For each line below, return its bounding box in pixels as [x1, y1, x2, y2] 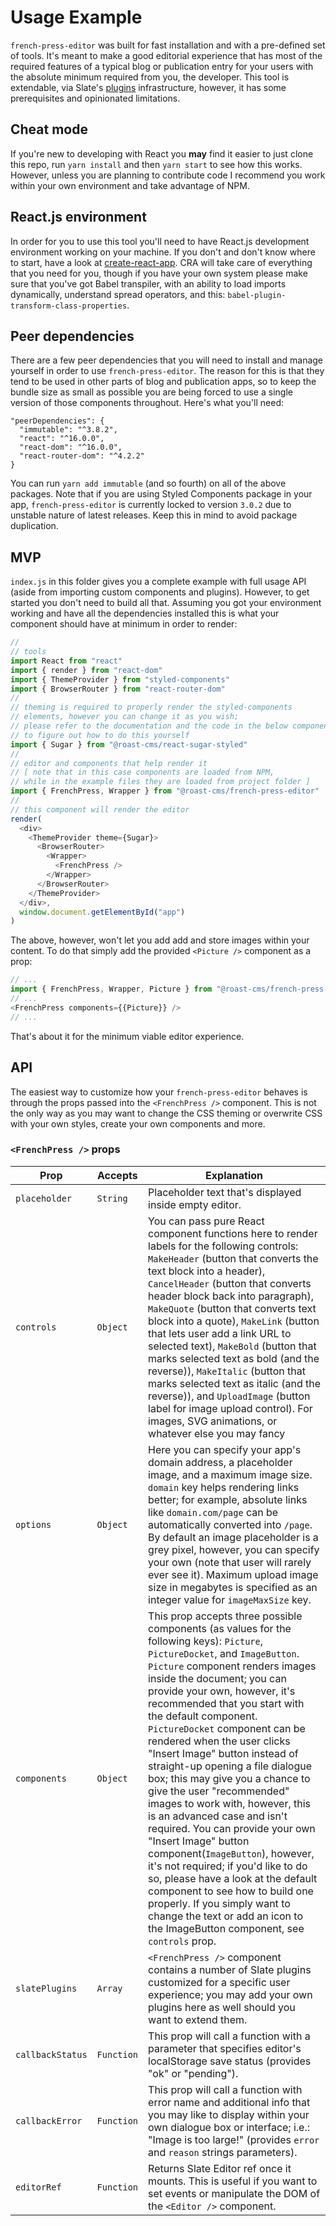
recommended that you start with [148, 1696, 305, 1710]
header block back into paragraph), [148, 1289, 314, 1303]
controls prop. [148, 1934, 217, 1948]
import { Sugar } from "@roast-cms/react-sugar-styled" [10, 739, 248, 750]
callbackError [15, 2115, 83, 2126]
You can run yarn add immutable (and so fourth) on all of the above [10, 477, 287, 490]
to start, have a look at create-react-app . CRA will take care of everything [10, 256, 313, 268]
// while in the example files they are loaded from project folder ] [10, 777, 311, 787]
